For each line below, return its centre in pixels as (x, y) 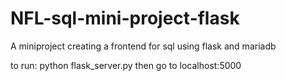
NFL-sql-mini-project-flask (125, 18)
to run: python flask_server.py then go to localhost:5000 (126, 65)
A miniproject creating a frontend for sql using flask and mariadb (143, 46)
